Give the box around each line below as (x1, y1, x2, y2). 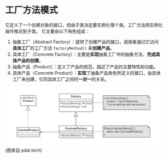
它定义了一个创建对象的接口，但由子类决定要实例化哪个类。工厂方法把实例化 (5, 22, 163, 28)
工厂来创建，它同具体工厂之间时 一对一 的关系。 (12, 76, 109, 82)
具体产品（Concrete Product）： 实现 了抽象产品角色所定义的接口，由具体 (12, 70, 161, 76)
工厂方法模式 (5, 4, 58, 16)
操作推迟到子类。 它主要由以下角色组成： (5, 28, 90, 34)
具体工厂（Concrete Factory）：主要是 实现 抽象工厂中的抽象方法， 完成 (12, 51, 156, 57)
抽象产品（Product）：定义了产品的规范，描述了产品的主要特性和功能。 (12, 63, 158, 70)
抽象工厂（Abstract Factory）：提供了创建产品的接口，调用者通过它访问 (12, 38, 159, 45)
